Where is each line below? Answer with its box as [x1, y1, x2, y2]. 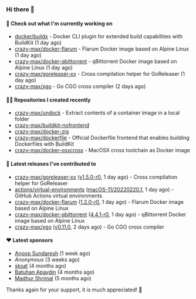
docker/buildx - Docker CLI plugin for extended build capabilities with [14, 33, 183, 40]
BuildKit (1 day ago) [14, 39, 62, 46]
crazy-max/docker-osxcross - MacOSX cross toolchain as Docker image [14, 147, 191, 154]
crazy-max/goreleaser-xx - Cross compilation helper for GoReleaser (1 [14, 70, 185, 78]
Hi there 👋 [6, 5, 35, 14]
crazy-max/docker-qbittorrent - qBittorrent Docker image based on [14, 58, 177, 65]
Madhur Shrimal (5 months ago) [14, 274, 92, 281]
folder [14, 116, 29, 123]
